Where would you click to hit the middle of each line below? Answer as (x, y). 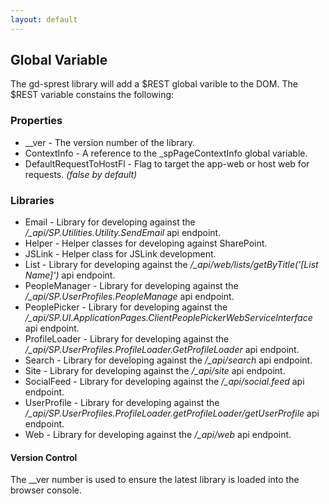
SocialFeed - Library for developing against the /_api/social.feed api (164, 382)
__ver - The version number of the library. (110, 142)
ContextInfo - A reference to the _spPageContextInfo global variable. (166, 153)
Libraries (32, 200)
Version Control (44, 457)
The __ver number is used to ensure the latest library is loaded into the (155, 480)
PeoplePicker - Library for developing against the (126, 307)
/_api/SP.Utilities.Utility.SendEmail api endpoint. (123, 233)
